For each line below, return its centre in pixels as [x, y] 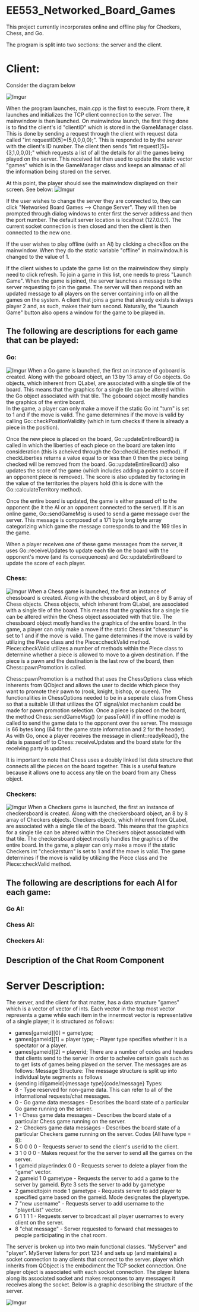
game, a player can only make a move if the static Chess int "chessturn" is [97, 629]
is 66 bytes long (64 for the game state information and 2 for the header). [96, 729]
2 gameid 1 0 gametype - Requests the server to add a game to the [97, 1178]
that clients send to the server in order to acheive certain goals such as [102, 1058]
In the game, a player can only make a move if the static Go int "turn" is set [98, 408]
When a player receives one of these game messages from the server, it [94, 544]
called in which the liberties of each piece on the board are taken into [91, 445]
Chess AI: [20, 925]
